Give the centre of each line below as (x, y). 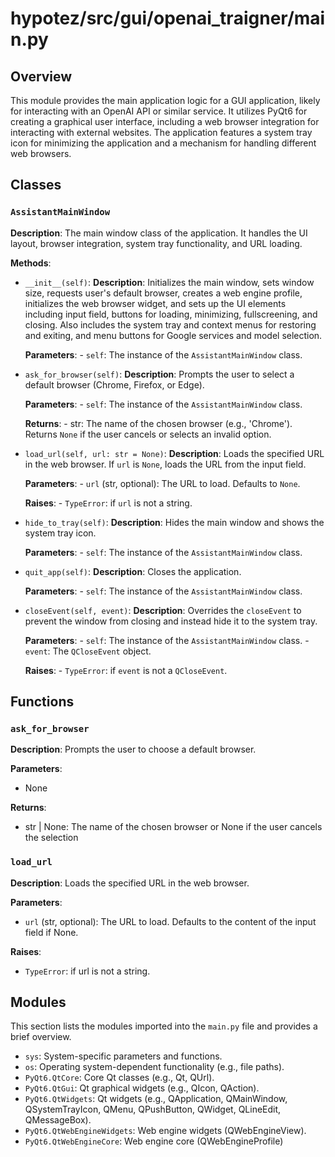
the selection (51, 838)
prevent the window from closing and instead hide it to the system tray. (171, 621)
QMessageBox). (58, 1120)
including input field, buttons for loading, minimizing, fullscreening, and (171, 314)
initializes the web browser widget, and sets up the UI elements (155, 303)
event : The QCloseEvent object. (88, 651)
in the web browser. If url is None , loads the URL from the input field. (165, 464)
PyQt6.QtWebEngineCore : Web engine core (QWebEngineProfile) (154, 1141)
